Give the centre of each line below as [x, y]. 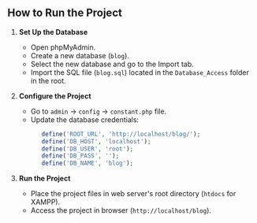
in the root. [48, 80]
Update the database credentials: [85, 119]
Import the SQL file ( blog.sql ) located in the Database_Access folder [140, 72]
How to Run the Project [65, 13]
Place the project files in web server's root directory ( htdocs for [133, 194]
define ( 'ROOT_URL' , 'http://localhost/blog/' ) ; [121, 134]
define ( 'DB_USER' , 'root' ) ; [88, 149]
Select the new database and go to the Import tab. [112, 64]
